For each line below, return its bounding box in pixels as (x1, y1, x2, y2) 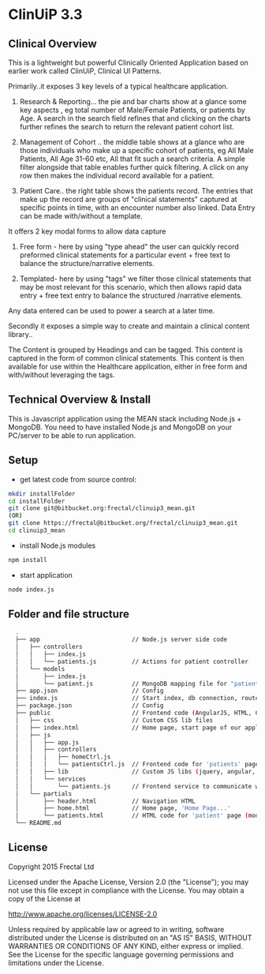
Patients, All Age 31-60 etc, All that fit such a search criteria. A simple (19, 154, 246, 163)
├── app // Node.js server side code (15, 635, 227, 644)
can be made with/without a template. (19, 212, 144, 220)
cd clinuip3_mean (8, 526, 65, 534)
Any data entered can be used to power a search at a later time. (8, 306, 215, 315)
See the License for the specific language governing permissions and (8, 950, 234, 959)
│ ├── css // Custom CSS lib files (15, 716, 214, 724)
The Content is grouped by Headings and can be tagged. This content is (8, 345, 243, 354)
